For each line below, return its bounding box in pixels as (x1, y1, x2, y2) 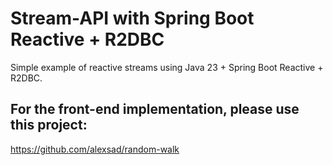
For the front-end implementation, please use (10, 101, 300, 118)
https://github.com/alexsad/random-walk (10, 143, 180, 155)
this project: (10, 117, 88, 134)
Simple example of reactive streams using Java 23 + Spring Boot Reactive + (10, 61, 324, 73)
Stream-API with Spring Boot (10, 7, 255, 30)
